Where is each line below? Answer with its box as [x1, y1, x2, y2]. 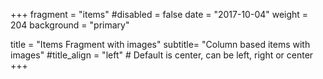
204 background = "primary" [10, 19, 130, 31]
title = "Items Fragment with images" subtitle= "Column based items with [10, 39, 311, 50]
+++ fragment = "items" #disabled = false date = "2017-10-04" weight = [10, 9, 309, 20]
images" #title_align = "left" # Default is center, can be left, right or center [10, 49, 314, 61]
